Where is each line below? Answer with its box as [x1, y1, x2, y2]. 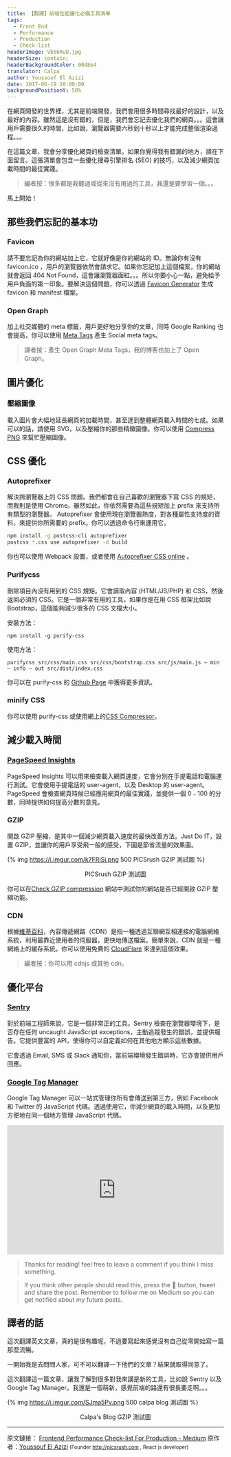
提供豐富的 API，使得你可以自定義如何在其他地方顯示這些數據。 [25, 1036, 206, 1044]
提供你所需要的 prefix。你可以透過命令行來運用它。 [25, 519, 170, 527]
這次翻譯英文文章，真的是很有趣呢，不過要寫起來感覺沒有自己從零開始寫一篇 [7, 1336, 224, 1345]
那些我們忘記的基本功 [7, 216, 98, 228]
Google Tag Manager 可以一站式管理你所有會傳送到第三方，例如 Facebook [7, 1094, 219, 1102]
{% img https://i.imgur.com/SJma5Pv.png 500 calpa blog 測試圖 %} [7, 1398, 199, 1406]
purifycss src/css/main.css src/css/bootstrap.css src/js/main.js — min [7, 659, 220, 666]
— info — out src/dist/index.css [7, 665, 103, 672]
